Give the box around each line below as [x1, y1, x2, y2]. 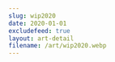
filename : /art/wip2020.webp [8, 42, 107, 50]
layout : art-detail [8, 34, 75, 43]
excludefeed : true [8, 27, 70, 35]
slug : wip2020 [8, 11, 57, 20]
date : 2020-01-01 [8, 19, 67, 27]
